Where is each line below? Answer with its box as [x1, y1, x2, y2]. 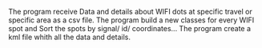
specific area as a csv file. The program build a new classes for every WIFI [8, 15, 255, 25]
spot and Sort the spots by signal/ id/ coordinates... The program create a [8, 24, 251, 33]
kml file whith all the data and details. [8, 32, 131, 42]
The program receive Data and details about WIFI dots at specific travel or [8, 7, 252, 16]
